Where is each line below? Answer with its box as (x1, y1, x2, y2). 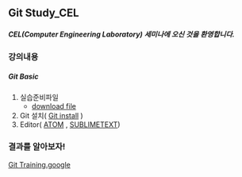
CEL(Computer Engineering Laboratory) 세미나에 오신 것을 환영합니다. (8, 29, 236, 39)
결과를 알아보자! (8, 141, 66, 152)
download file (31, 102, 77, 111)
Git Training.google (8, 160, 71, 169)
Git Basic (8, 71, 39, 81)
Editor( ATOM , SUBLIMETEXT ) (19, 120, 121, 129)
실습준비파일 (19, 93, 60, 102)
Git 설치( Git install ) (19, 111, 83, 121)
